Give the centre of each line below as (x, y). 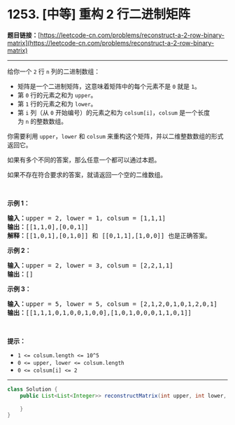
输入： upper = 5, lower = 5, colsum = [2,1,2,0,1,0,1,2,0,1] (113, 304)
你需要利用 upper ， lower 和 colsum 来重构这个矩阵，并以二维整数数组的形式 (115, 136)
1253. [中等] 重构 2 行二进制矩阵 (99, 14)
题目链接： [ (24, 35)
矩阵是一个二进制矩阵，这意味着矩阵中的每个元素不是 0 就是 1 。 (109, 86)
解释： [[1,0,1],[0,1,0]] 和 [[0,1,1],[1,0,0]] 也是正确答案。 (109, 236)
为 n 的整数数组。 (42, 121)
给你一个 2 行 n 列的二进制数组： (54, 71)
